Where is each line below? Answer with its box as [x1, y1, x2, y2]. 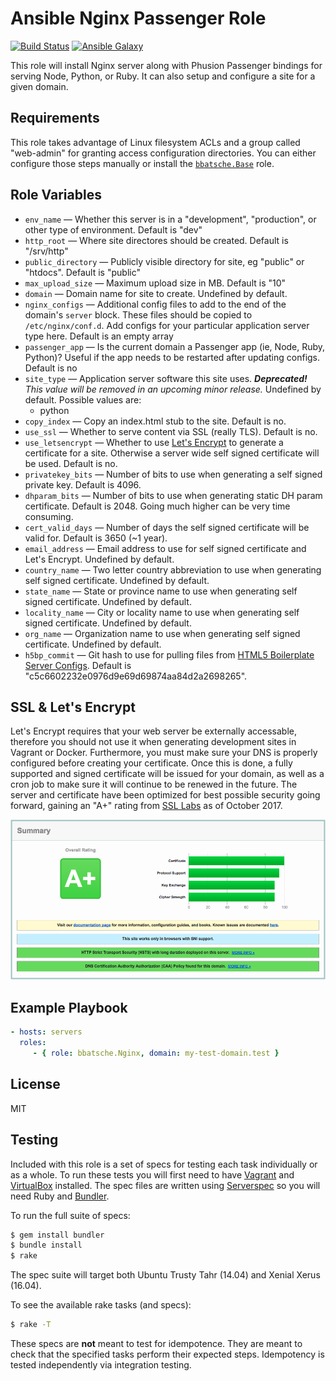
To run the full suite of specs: [10, 1209, 131, 1221]
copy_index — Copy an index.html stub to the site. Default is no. [24, 415, 287, 427]
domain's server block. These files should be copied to [24, 308, 253, 321]
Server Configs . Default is [24, 659, 132, 671]
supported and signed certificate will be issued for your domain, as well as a [10, 768, 325, 780]
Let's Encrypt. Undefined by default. [24, 553, 175, 565]
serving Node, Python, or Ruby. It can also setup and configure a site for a [10, 70, 316, 82]
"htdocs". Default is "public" [24, 266, 141, 278]
